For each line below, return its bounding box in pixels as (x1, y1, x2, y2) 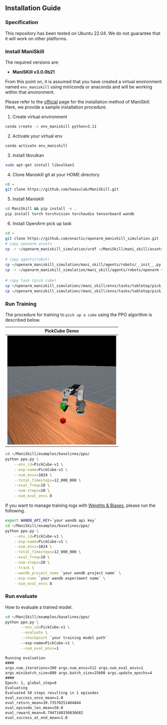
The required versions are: (5, 59, 60, 65)
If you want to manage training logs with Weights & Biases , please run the (5, 502, 156, 508)
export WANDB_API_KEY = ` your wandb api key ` (5, 518, 97, 523)
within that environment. (5, 89, 55, 95)
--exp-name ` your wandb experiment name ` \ (14, 576, 106, 581)
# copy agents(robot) (5, 257, 50, 262)
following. (5, 508, 25, 514)
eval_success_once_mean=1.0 (5, 695, 64, 700)
